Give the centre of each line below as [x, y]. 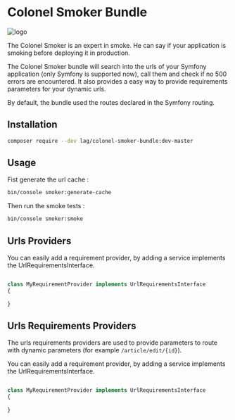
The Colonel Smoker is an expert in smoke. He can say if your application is [117, 45]
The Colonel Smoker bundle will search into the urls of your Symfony [107, 66]
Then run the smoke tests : [46, 206]
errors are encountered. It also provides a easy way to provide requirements [118, 81]
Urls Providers [39, 241]
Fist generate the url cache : [48, 179]
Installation [32, 125]
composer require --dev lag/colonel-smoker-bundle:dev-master [100, 141]
